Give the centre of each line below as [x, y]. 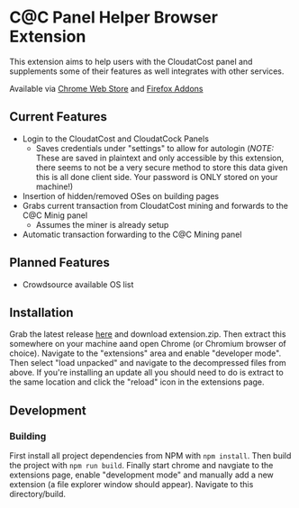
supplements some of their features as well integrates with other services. [147, 71]
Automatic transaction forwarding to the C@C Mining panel [132, 234]
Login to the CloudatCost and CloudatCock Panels [116, 139]
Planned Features [60, 263]
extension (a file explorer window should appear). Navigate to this [131, 485]
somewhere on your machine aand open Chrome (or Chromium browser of [148, 344]
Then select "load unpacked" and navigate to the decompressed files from [148, 363]
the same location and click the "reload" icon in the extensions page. [137, 382]
